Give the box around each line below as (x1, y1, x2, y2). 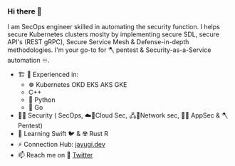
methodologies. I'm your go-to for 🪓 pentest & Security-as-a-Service (7, 46, 211, 54)
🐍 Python (28, 95, 56, 104)
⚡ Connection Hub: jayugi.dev (17, 140, 105, 149)
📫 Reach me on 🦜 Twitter (17, 151, 93, 160)
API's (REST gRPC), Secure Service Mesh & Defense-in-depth (7, 38, 189, 46)
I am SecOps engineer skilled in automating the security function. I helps (7, 23, 221, 31)
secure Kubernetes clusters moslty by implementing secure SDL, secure (7, 30, 219, 38)
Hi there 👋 (7, 6, 43, 16)
